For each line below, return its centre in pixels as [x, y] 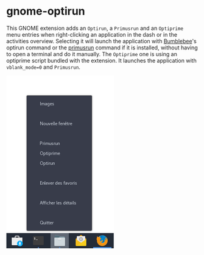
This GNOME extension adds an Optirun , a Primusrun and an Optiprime [95, 28]
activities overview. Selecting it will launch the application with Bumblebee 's [101, 41]
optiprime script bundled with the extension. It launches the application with [101, 60]
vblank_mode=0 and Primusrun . [44, 67]
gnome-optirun [46, 11]
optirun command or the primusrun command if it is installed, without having [102, 48]
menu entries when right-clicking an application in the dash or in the [92, 34]
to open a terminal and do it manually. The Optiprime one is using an [92, 54]
